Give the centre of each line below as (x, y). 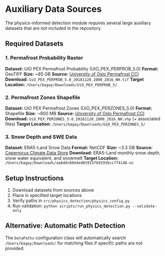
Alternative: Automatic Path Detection (65, 226)
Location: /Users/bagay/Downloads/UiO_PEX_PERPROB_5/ (61, 84)
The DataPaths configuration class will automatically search (66, 238)
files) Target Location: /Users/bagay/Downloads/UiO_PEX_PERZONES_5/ (75, 124)
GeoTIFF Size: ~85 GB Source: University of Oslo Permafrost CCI (72, 74)
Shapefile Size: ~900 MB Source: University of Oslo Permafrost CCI (75, 113)
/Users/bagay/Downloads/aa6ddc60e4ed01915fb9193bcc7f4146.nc (70, 163)
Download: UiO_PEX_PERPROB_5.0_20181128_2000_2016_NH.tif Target (75, 79)
